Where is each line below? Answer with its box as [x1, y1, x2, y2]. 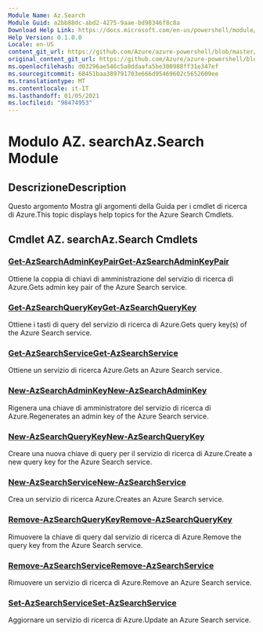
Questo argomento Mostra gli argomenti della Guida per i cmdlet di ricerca [8, 202, 248, 211]
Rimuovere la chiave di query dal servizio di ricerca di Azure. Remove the [8, 532, 242, 542]
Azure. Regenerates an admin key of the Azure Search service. [8, 411, 209, 421]
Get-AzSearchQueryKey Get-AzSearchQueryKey [8, 301, 197, 312]
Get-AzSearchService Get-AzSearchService [8, 348, 178, 359]
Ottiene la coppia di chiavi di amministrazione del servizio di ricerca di [8, 274, 234, 283]
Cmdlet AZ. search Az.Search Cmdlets [8, 232, 198, 246]
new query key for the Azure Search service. [8, 457, 153, 466]
